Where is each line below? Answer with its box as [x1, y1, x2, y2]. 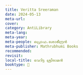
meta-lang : [5, 30, 28, 35]
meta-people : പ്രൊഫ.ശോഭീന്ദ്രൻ [5, 39, 67, 44]
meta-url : [5, 16, 26, 21]
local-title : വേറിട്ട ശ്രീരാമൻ [5, 58, 63, 63]
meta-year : [5, 35, 28, 40]
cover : [5, 21, 19, 26]
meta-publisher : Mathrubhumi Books [5, 44, 79, 49]
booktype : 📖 [5, 62, 30, 67]
